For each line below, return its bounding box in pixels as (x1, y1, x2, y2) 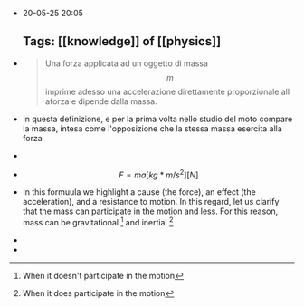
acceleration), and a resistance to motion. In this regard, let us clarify (22, 197, 280, 207)
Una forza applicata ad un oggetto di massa (44, 58, 208, 69)
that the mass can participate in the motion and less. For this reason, (22, 206, 279, 216)
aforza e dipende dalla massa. (44, 95, 157, 107)
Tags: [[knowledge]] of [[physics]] (22, 34, 222, 49)
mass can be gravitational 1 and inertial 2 (22, 216, 174, 228)
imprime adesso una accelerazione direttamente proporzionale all (44, 86, 290, 97)
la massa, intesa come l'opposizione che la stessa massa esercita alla (22, 122, 282, 134)
